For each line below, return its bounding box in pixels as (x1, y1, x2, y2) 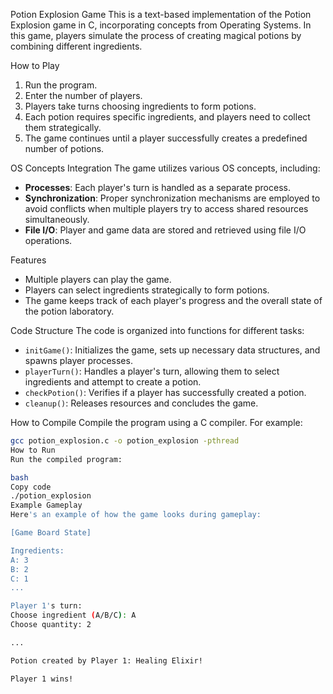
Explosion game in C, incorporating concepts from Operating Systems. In (10, 19, 312, 31)
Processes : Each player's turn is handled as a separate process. (24, 182, 291, 193)
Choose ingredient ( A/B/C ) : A (10, 610, 137, 621)
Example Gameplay (10, 500, 83, 511)
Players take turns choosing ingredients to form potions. (24, 100, 257, 112)
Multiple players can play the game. (24, 274, 172, 285)
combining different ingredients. (10, 40, 143, 52)
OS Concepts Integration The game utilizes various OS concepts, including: (10, 162, 321, 174)
